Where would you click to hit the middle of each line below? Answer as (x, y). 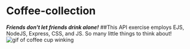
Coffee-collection (51, 11)
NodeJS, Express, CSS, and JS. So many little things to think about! (89, 33)
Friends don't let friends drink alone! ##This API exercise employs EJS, (95, 27)
